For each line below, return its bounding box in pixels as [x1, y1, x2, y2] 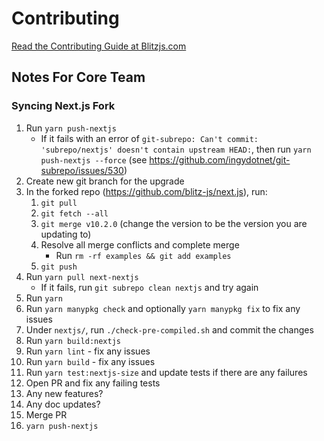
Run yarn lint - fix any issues [25, 345, 151, 357]
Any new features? [25, 387, 104, 399]
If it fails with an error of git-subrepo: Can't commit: [40, 132, 259, 144]
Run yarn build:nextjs [25, 334, 121, 346]
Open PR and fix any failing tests [25, 377, 161, 389]
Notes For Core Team [11, 69, 146, 86]
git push [40, 262, 78, 272]
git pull [40, 198, 78, 208]
